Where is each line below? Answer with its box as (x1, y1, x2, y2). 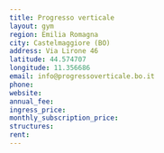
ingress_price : (9, 105, 67, 114)
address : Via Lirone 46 (9, 47, 99, 56)
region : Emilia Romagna (9, 30, 99, 39)
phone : (9, 80, 34, 89)
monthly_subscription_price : (9, 113, 119, 122)
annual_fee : (9, 96, 54, 106)
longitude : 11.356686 (9, 64, 91, 73)
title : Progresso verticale (9, 13, 115, 22)
